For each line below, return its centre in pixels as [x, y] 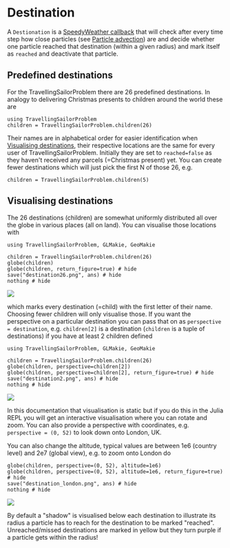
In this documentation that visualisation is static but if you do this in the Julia [115, 410]
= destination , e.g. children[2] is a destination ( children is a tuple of [106, 328]
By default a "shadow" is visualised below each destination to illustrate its [112, 515]
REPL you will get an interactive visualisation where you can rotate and [107, 417]
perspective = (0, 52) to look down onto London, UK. [84, 432]
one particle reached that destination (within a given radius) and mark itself [114, 46]
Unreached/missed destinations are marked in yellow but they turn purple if [114, 530]
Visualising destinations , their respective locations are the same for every [111, 145]
